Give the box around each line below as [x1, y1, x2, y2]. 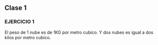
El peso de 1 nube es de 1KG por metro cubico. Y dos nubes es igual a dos [4, 29, 154, 35]
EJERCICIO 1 [4, 18, 35, 25]
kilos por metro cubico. [4, 34, 51, 40]
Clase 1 [4, 4, 27, 12]
